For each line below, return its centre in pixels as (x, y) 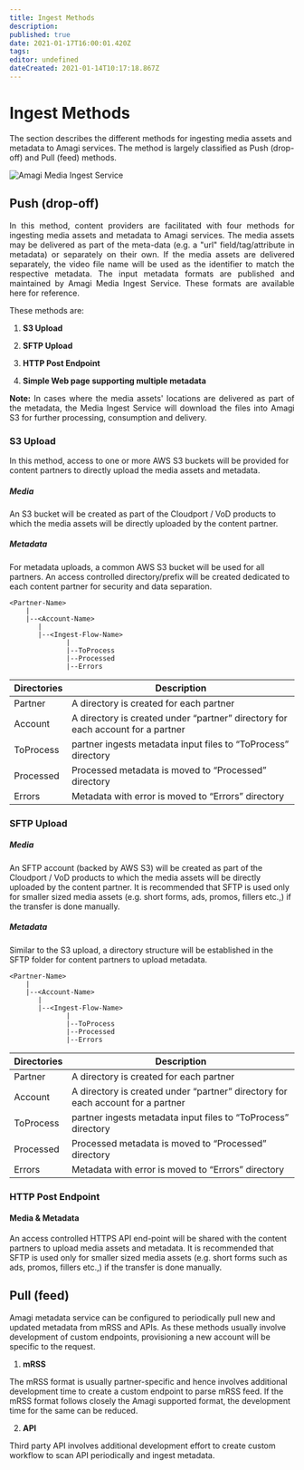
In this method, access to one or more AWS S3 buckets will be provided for (149, 460)
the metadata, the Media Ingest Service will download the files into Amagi (152, 408)
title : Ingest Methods (52, 18)
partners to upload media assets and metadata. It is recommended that (142, 1248)
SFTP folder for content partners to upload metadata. (109, 959)
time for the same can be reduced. (74, 1410)
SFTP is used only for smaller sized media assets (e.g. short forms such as (148, 1257)
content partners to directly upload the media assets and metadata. (135, 470)
